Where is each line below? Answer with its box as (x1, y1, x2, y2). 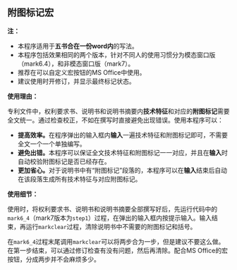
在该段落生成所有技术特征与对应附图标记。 (17, 175, 142, 183)
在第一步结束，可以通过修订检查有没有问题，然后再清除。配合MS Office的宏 (7, 246, 228, 254)
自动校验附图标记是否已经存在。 (17, 157, 111, 166)
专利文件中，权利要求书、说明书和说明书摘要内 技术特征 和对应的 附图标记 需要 (7, 106, 230, 115)
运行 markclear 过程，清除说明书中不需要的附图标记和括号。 (25, 222, 197, 231)
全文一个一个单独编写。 (17, 140, 86, 148)
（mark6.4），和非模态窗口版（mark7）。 (17, 59, 135, 68)
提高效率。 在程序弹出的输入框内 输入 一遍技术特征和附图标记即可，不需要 (17, 130, 228, 139)
